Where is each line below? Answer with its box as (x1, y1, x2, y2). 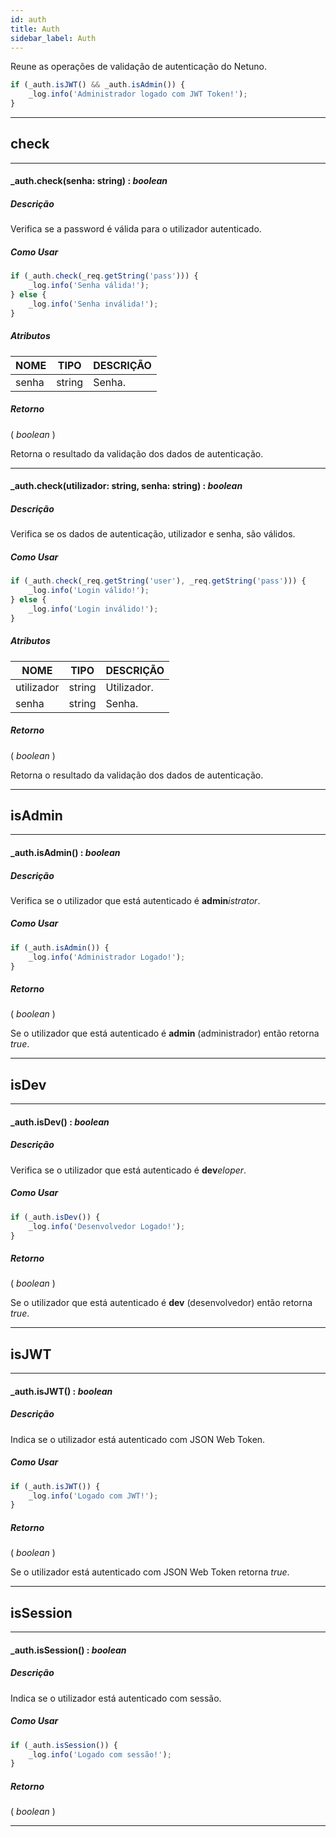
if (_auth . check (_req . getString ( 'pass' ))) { (10, 271, 199, 281)
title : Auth (10, 24, 60, 34)
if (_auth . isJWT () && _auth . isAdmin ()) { (10, 80, 186, 90)
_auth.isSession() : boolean (10, 1644, 127, 1656)
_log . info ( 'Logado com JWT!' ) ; (28, 1491, 159, 1501)
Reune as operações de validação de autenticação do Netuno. (10, 61, 267, 73)
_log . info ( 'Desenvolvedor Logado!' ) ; (28, 1221, 186, 1231)
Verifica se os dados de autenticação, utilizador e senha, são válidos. (10, 528, 296, 540)
